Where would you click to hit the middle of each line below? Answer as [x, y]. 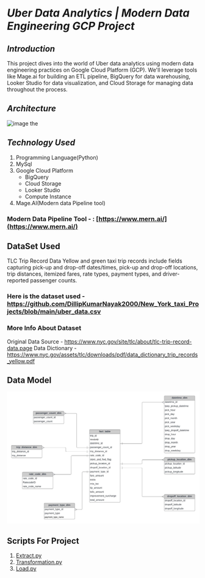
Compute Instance [48, 197]
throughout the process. [37, 89]
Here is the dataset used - [46, 296]
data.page [20, 348]
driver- [171, 274]
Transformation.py [39, 562]
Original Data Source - [35, 341]
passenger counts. [54, 280]
